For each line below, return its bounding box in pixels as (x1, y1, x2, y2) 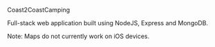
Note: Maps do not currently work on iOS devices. (7, 32, 150, 40)
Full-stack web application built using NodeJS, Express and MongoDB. (7, 19, 209, 27)
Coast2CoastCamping (7, 6, 71, 14)
